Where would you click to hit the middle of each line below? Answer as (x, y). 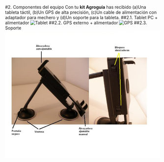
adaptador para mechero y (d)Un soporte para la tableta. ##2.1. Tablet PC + (82, 17)
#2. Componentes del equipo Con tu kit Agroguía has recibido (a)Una (76, 7)
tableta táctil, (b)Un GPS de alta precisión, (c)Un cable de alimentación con (81, 12)
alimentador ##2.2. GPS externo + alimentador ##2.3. (76, 23)
